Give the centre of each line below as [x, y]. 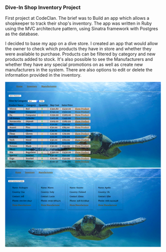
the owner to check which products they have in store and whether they [78, 49]
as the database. [22, 34]
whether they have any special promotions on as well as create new [74, 65]
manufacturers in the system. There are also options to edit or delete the [79, 70]
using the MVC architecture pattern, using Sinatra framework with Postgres [82, 29]
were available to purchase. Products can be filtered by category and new [80, 54]
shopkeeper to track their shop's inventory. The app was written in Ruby [79, 23]
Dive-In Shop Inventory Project [43, 7]
